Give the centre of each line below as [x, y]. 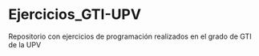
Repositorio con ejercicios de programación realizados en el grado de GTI [130, 36]
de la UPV [25, 44]
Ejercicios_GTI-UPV [75, 15]
